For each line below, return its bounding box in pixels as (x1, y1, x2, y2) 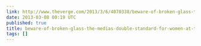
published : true (6, 20, 47, 26)
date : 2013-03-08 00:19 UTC (6, 14, 77, 20)
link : (6, 8, 20, 15)
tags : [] (6, 31, 28, 37)
